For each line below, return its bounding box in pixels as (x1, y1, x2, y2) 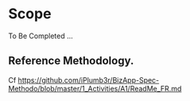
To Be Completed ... (8, 31, 73, 41)
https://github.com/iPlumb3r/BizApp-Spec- (17, 75, 160, 84)
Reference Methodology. (8, 54, 134, 68)
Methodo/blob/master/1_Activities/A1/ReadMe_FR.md (8, 84, 182, 93)
